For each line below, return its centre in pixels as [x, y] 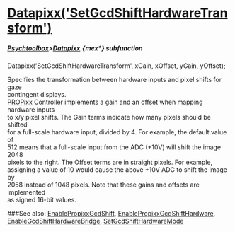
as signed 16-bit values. [42, 200]
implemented [27, 192]
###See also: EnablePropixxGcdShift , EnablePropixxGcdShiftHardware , [111, 214]
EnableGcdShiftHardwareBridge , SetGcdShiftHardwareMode [96, 221]
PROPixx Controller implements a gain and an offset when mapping [105, 102]
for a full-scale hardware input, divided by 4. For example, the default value [117, 132]
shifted [17, 124]
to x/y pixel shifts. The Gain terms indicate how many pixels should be [109, 117]
